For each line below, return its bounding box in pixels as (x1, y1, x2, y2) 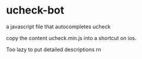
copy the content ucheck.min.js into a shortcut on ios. (6, 34, 137, 41)
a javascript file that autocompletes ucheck (6, 23, 111, 30)
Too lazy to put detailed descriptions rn (6, 45, 101, 53)
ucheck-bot (6, 4, 65, 17)
